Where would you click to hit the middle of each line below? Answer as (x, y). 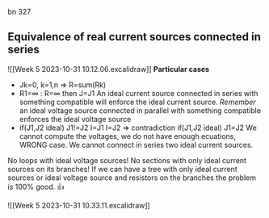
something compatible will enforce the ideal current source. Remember (137, 102)
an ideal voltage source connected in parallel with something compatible (140, 110)
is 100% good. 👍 (36, 187)
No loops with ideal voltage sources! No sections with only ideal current (127, 160)
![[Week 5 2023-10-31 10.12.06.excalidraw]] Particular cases (109, 69)
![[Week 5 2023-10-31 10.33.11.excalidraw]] (79, 205)
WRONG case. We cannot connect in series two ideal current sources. (136, 145)
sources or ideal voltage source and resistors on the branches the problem (132, 178)
